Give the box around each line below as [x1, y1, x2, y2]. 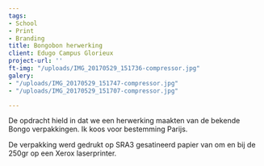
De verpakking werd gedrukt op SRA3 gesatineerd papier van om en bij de [8, 140, 256, 150]
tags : [8, 11, 27, 20]
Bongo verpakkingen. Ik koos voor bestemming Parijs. [8, 124, 188, 134]
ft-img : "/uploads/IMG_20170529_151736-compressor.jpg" [8, 64, 200, 73]
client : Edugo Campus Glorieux [8, 49, 114, 57]
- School [8, 19, 38, 27]
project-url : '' [8, 57, 63, 65]
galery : [8, 72, 35, 80]
